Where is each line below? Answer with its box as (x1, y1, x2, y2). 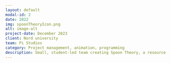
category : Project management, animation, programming (5, 45, 125, 50)
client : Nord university (5, 36, 58, 41)
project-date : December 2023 (5, 31, 68, 36)
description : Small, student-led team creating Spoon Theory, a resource (5, 50, 166, 55)
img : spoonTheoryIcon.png (5, 21, 60, 27)
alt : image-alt (5, 26, 38, 31)
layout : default (5, 7, 40, 13)
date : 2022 (5, 17, 29, 22)
